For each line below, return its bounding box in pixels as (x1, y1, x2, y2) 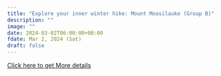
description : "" (7, 17, 54, 23)
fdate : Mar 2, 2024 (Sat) (7, 36, 81, 43)
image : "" (7, 23, 36, 30)
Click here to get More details (7, 61, 91, 69)
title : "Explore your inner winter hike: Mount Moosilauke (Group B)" (7, 10, 215, 17)
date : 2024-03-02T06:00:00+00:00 (7, 29, 104, 37)
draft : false (7, 42, 45, 49)
